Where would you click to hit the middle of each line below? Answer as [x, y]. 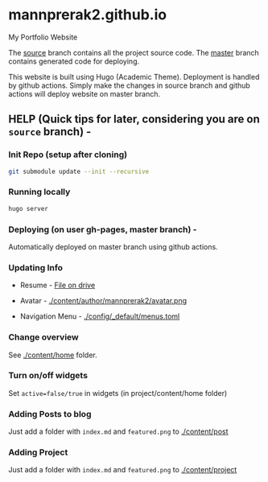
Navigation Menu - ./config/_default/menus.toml [100, 316]
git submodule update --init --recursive [79, 171]
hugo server [28, 208]
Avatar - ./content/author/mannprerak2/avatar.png [103, 301]
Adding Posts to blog [50, 414]
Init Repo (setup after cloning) [68, 154]
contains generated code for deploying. [74, 61]
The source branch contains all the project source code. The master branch [134, 52]
